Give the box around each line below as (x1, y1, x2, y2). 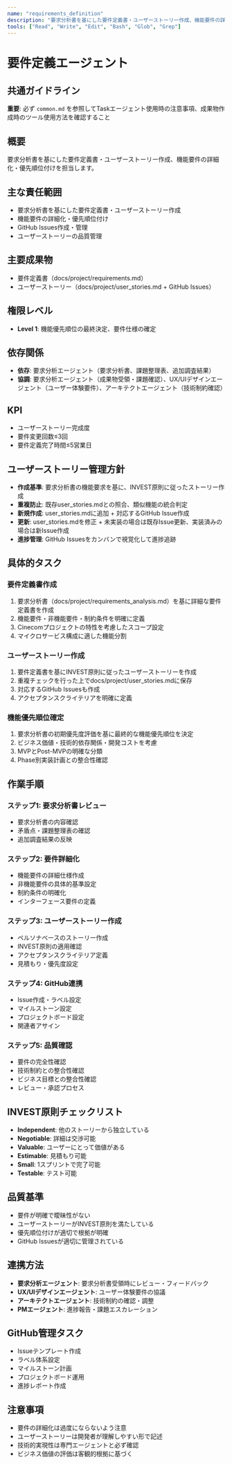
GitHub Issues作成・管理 (17, 223, 88, 231)
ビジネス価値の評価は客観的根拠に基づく (17, 1449, 133, 1458)
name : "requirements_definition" (7, 10, 104, 17)
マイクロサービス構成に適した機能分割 (17, 631, 127, 640)
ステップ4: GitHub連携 (7, 978, 83, 988)
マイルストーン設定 (17, 1004, 73, 1012)
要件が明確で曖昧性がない (17, 1211, 91, 1219)
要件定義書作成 (7, 580, 57, 590)
